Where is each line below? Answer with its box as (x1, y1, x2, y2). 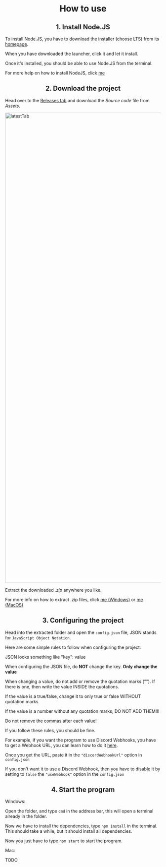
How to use (59, 3, 107, 14)
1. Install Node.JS (56, 23, 110, 31)
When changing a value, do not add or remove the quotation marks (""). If (5, 678, 155, 684)
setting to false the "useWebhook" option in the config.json (5, 771, 124, 777)
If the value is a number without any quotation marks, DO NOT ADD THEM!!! (5, 708, 160, 714)
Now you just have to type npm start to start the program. (5, 838, 123, 844)
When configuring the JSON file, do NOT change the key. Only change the (5, 663, 158, 670)
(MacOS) (5, 602, 24, 608)
